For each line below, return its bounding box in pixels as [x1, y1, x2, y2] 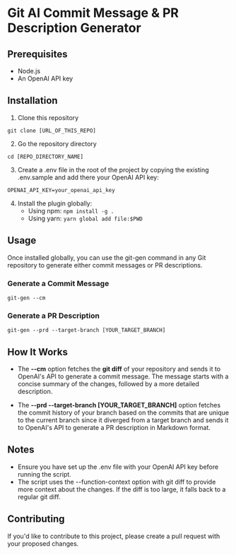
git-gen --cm [7, 294, 46, 302]
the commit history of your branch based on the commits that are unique [17, 408, 230, 417]
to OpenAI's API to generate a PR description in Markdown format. [17, 424, 211, 432]
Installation [7, 95, 58, 107]
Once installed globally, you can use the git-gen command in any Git [7, 253, 206, 262]
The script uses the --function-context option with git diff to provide [17, 477, 216, 486]
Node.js [17, 67, 41, 75]
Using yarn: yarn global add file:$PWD [28, 214, 143, 222]
